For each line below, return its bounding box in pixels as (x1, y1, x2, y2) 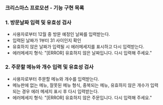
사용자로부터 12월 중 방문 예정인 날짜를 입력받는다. (12, 31, 111, 37)
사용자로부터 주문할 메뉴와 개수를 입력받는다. (12, 76, 100, 82)
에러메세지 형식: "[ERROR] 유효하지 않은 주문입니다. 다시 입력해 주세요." (12, 95, 152, 101)
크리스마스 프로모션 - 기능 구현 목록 (5, 4, 84, 11)
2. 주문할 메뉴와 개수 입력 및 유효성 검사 (5, 64, 94, 71)
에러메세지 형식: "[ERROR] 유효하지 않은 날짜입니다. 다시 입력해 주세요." (12, 50, 152, 56)
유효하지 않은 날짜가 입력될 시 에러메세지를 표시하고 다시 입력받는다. (12, 44, 145, 50)
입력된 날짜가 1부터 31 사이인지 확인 (12, 37, 81, 43)
